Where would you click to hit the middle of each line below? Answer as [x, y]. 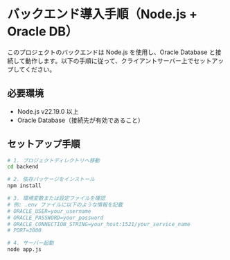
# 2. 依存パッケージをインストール [51, 180]
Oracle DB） [43, 32]
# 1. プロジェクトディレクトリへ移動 [54, 160]
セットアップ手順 [44, 144]
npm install [24, 186]
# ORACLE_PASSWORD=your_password [55, 218]
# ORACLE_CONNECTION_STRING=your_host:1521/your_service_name [99, 224]
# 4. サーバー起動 [30, 243]
